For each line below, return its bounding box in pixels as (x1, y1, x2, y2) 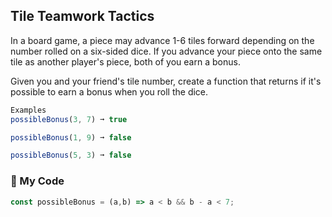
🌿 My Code (10, 174, 65, 188)
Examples (10, 105, 47, 115)
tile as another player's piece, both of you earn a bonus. (10, 55, 241, 68)
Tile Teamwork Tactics (10, 8, 155, 25)
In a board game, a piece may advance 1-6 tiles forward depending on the (10, 34, 315, 46)
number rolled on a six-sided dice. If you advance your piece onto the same (10, 45, 323, 57)
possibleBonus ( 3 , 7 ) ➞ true (10, 114, 128, 124)
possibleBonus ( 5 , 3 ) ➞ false (10, 150, 132, 161)
